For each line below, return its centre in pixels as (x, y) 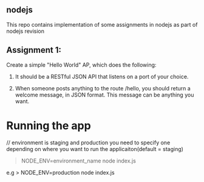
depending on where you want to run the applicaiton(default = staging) (95, 149)
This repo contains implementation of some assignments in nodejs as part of (102, 24)
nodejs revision (25, 31)
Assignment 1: (34, 50)
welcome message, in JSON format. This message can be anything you (104, 95)
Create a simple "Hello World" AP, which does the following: (81, 65)
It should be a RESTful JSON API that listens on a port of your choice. (102, 76)
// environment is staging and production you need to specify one (88, 143)
